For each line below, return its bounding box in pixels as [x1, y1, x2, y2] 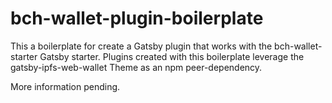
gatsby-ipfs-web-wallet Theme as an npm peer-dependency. [10, 61, 263, 73]
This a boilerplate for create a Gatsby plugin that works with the [10, 40, 273, 52]
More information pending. [10, 80, 121, 92]
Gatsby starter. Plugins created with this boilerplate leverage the [39, 50, 305, 62]
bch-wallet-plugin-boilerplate [10, 7, 264, 30]
